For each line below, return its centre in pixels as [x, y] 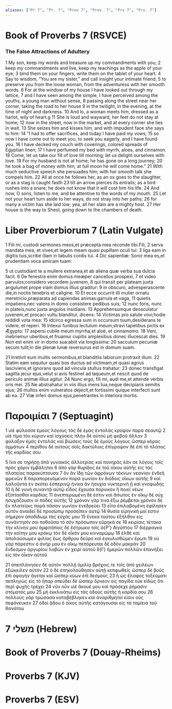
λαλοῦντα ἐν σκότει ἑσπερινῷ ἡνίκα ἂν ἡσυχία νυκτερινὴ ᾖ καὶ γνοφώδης [85, 484]
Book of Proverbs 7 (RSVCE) [66, 35]
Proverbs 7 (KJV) [42, 676]
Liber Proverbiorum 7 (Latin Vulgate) [84, 231]
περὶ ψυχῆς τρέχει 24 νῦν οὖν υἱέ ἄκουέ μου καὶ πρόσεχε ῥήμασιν [76, 586]
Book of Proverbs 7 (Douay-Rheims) [83, 653]
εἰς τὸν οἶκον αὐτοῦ [26, 555]
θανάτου [15, 608]
